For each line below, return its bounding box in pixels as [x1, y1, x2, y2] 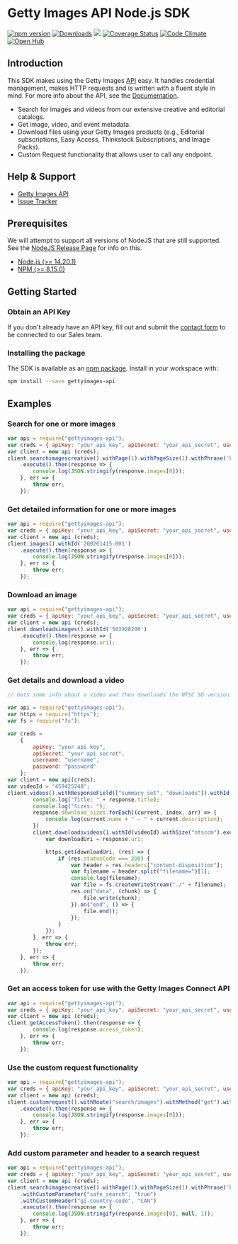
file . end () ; [83, 907, 119, 915]
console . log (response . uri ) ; [33, 639, 115, 646]
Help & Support [7, 171, 76, 183]
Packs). [17, 142, 40, 151]
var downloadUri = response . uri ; [45, 835, 144, 842]
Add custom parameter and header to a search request [7, 1148, 200, 1158]
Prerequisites [7, 217, 68, 230]
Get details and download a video [7, 675, 125, 685]
